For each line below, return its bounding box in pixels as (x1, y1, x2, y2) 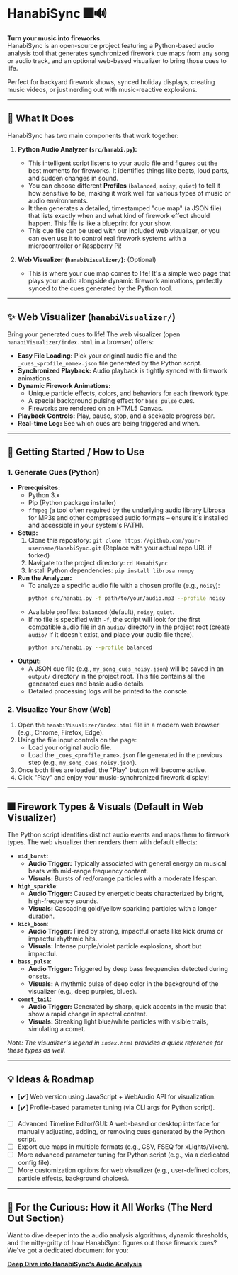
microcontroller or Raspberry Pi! (28, 242, 122, 250)
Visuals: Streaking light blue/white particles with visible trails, (28, 1017, 209, 1026)
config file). (17, 1159, 52, 1167)
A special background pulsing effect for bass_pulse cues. (28, 396, 195, 404)
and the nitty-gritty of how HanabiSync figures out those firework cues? (7, 1238, 217, 1247)
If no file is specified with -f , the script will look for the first (28, 616, 200, 624)
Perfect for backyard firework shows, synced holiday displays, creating (7, 77, 215, 86)
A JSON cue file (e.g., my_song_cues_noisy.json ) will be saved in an (28, 664, 225, 673)
